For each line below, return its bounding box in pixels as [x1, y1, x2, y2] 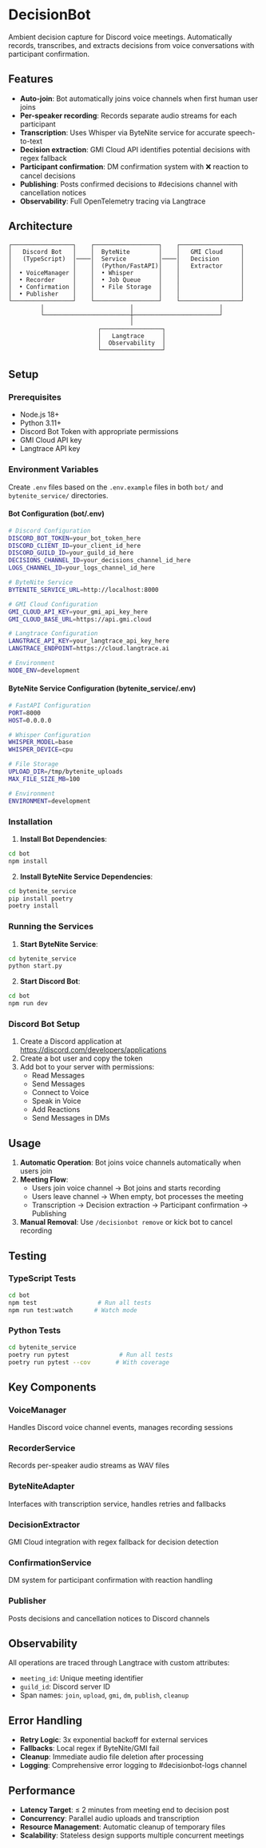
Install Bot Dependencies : [19, 834, 108, 843]
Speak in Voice [31, 1096, 81, 1106]
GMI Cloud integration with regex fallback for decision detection [8, 1536, 219, 1547]
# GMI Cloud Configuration [8, 600, 98, 608]
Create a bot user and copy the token [19, 1053, 143, 1063]
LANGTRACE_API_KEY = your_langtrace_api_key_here [8, 637, 170, 646]
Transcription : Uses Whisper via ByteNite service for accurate [19, 127, 226, 137]
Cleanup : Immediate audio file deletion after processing [19, 1752, 204, 1761]
